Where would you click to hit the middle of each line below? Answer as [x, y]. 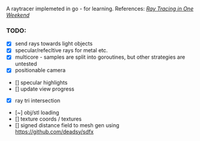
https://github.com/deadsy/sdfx [54, 131]
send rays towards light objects [54, 44]
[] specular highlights [41, 82]
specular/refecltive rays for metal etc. [61, 50]
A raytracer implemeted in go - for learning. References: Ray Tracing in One [100, 9]
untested [26, 64]
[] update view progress [44, 89]
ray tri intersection [38, 100]
